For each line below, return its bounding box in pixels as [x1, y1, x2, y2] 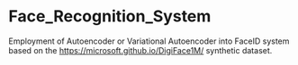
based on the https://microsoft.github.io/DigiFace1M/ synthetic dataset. [8, 45, 273, 55]
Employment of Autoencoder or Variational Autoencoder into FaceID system [8, 36, 290, 46]
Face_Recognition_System [8, 6, 212, 27]
